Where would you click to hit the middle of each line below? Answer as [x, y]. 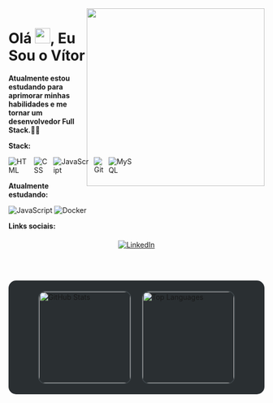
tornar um [26, 112]
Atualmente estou [39, 78]
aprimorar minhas [39, 95]
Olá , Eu [42, 39]
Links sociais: [32, 226]
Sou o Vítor [47, 56]
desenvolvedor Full [41, 121]
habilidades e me [38, 104]
